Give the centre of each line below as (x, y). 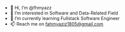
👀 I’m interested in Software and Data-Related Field (64, 13)
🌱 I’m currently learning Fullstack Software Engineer (65, 18)
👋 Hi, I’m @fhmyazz (31, 8)
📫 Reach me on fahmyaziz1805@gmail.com (57, 24)
